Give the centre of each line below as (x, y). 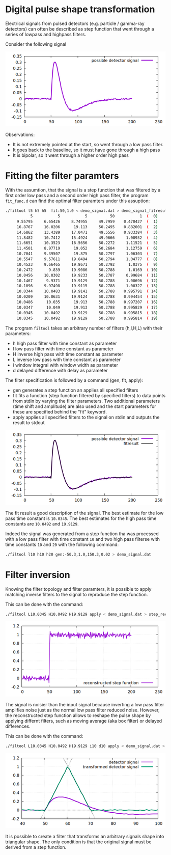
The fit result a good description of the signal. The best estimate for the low (84, 513)
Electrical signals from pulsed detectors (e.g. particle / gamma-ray (75, 23)
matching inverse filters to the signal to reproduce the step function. (77, 594)
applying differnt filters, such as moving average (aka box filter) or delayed (83, 721)
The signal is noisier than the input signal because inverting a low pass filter (85, 704)
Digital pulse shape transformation (80, 9)
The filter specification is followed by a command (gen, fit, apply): (74, 380)
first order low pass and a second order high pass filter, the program (77, 196)
